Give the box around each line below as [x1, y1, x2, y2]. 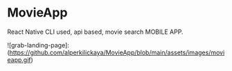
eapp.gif [7, 55, 31, 63]
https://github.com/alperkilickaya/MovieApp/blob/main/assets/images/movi [9, 48, 225, 57]
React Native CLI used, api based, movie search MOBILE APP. [7, 28, 184, 36]
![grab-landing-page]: [7, 41, 69, 49]
